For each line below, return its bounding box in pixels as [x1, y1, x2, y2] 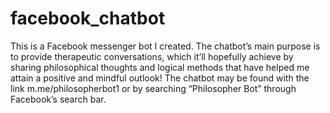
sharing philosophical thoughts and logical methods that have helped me [10, 61, 310, 73]
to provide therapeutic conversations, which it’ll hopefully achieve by [10, 50, 294, 62]
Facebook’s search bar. [10, 93, 107, 105]
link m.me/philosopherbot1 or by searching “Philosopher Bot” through [10, 82, 297, 94]
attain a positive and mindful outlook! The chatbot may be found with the [10, 72, 310, 84]
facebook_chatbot [10, 7, 166, 30]
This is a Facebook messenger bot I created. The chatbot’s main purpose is [10, 40, 321, 52]
